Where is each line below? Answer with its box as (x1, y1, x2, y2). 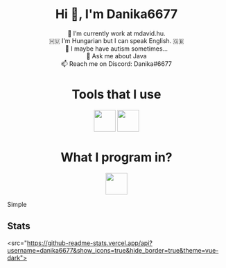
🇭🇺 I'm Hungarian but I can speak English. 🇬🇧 (49, 36, 184, 44)
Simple (7, 200, 27, 208)
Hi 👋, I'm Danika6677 (55, 6, 178, 22)
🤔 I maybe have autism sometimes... (64, 44, 168, 53)
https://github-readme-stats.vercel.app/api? (26, 239, 153, 247)
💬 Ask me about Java (86, 51, 147, 60)
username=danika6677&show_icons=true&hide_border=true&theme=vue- (7, 246, 219, 254)
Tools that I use (71, 87, 162, 103)
